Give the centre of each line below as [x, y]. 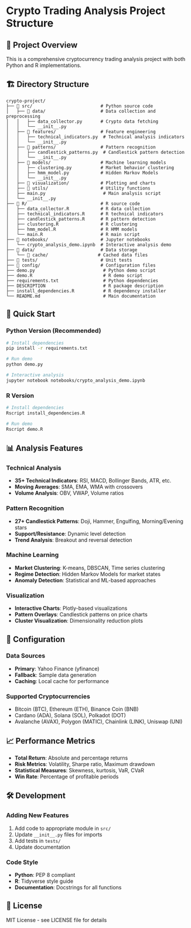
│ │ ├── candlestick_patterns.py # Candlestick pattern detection [95, 152]
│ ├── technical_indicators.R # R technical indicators [85, 214]
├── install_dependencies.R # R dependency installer [86, 291]
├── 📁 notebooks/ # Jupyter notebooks [78, 239]
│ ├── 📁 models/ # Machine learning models [86, 163]
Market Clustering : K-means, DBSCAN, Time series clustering [90, 568]
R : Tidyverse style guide [44, 881]
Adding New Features [37, 815]
